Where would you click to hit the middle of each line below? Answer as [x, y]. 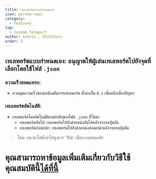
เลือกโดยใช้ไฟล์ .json [33, 69]
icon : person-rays [24, 14]
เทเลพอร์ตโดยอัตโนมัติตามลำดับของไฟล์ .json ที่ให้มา [56, 117]
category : [15, 19]
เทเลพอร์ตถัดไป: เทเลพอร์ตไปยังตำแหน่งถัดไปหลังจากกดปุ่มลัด [69, 122]
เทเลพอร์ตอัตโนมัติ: [23, 106]
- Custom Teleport [28, 32]
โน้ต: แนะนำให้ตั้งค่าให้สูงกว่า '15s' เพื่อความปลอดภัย [60, 138]
